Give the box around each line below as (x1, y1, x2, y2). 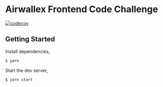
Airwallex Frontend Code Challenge (5, 4, 158, 15)
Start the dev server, (5, 67, 48, 73)
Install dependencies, (5, 48, 50, 54)
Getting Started (5, 35, 55, 43)
